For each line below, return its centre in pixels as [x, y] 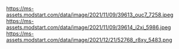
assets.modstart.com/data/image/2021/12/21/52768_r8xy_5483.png [89, 40]
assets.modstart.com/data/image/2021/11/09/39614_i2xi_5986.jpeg [89, 27]
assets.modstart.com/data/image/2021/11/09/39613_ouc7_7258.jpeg [90, 15]
